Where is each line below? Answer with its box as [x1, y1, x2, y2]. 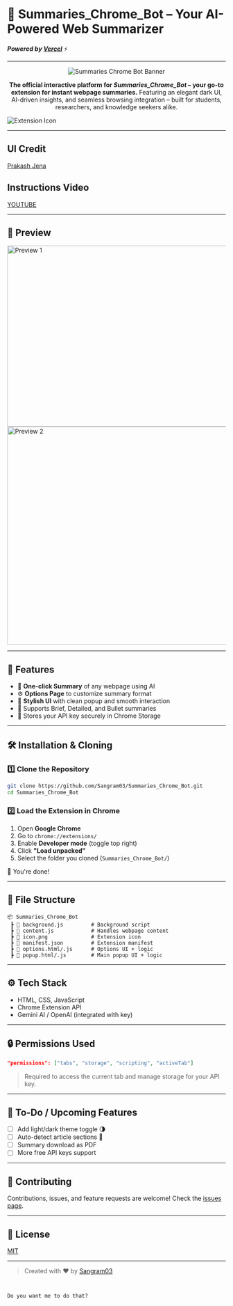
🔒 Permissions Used [7, 1037, 96, 1050]
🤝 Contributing [7, 1176, 72, 1188]
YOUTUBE [7, 200, 37, 208]
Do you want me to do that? [7, 1292, 89, 1299]
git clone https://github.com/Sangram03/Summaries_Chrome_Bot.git [7, 782, 203, 789]
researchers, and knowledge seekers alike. [55, 102, 178, 111]
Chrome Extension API [17, 1002, 82, 1012]
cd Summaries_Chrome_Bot [7, 789, 79, 796]
